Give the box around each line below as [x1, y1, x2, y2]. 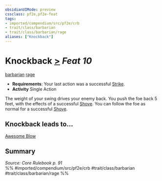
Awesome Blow [5, 133, 36, 139]
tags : [5, 16, 16, 21]
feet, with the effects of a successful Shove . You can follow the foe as [5, 101, 145, 106]
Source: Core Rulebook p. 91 [5, 160, 62, 166]
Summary [5, 147, 36, 156]
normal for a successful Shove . [5, 106, 68, 112]
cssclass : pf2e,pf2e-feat [5, 12, 58, 17]
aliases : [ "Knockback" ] [5, 35, 54, 40]
